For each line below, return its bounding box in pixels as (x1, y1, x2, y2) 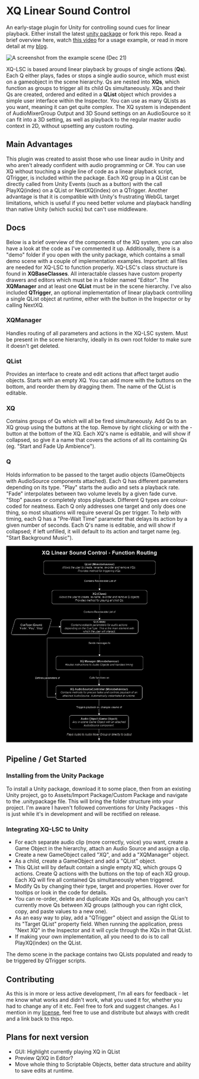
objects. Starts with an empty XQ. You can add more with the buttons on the (6, 377, 191, 384)
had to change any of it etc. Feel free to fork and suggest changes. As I (6, 1003, 179, 1010)
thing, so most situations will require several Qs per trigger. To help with (6, 508, 181, 516)
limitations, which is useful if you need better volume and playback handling (6, 199, 191, 206)
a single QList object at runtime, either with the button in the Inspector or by (6, 295, 191, 302)
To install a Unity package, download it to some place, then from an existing (6, 785, 191, 792)
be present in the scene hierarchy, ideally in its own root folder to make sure (6, 336, 191, 343)
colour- (169, 496, 188, 503)
